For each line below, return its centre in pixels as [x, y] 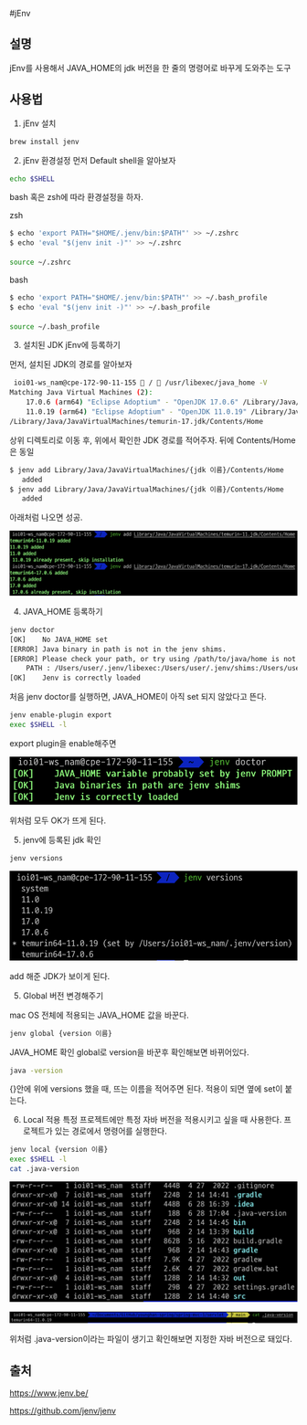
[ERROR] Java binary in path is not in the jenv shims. [118, 649]
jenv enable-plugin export [61, 715]
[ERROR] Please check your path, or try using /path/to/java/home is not [153, 659]
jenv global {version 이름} [61, 1033]
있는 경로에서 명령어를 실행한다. [111, 1131]
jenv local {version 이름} [59, 1150]
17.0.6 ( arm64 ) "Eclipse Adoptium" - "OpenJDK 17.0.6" [132, 402]
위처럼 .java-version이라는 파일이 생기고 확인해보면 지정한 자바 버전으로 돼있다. [151, 1339]
